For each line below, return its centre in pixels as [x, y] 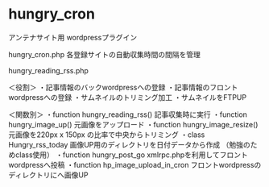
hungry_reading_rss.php [48, 70]
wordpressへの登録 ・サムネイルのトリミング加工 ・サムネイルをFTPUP [128, 97]
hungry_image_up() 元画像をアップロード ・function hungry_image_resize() [133, 124]
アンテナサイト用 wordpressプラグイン [73, 37]
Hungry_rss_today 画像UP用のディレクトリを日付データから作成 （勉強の [130, 144]
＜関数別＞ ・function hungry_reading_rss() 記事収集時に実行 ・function [128, 114]
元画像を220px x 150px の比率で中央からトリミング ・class [107, 135]
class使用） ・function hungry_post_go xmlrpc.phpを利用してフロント [131, 155]
